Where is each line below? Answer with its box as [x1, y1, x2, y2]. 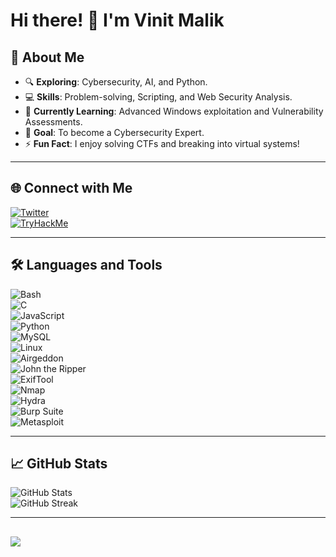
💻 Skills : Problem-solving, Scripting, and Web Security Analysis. [24, 91, 293, 103]
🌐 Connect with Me [10, 180, 133, 197]
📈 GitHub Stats [10, 455, 108, 473]
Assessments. [24, 116, 83, 128]
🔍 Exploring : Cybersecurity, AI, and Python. [24, 76, 208, 88]
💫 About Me [10, 49, 85, 66]
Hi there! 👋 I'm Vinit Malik [10, 9, 225, 32]
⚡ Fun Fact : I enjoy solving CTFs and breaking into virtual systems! [24, 138, 300, 149]
